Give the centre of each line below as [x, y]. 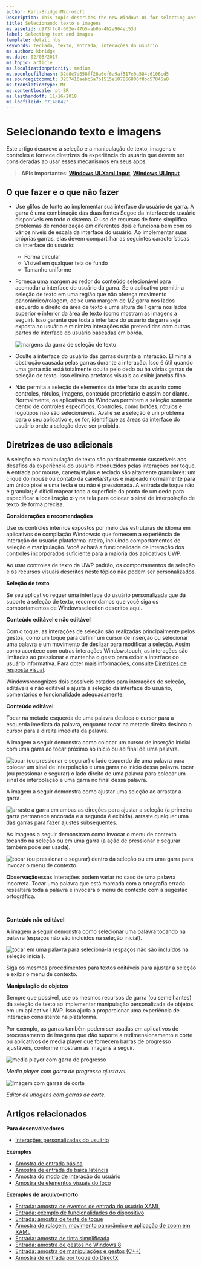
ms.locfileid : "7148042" [37, 102]
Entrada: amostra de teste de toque [59, 1219]
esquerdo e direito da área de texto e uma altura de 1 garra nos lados [101, 307]
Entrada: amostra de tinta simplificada [62, 1238]
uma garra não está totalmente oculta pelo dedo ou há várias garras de [103, 369]
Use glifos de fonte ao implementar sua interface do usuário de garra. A [104, 207]
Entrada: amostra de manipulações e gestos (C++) [78, 1251]
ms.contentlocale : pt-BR [37, 91]
